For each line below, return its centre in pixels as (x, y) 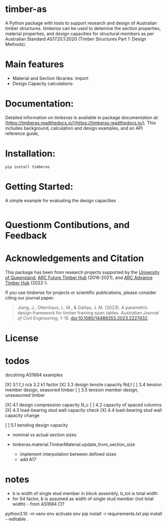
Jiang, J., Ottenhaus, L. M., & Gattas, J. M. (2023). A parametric (83, 307)
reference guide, (22, 133)
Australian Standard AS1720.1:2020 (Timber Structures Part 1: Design (76, 39)
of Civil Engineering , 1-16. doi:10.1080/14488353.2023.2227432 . (83, 318)
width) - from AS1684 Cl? (38, 504)
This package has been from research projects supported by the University (83, 272)
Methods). (16, 44)
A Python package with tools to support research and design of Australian (81, 23)
